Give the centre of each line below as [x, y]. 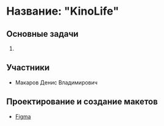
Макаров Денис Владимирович [56, 82]
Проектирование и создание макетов [82, 102]
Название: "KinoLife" [63, 11]
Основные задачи [42, 34]
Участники [28, 68]
